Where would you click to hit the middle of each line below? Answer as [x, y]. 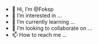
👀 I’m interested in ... [37, 15]
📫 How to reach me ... [39, 35]
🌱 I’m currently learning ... [43, 22]
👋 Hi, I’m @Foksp [33, 9]
